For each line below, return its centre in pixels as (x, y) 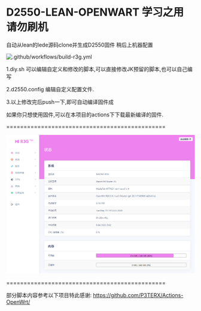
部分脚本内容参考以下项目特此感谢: (49, 295)
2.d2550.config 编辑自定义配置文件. (50, 89)
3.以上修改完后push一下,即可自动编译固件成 (60, 101)
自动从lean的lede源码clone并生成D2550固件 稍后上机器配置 (80, 45)
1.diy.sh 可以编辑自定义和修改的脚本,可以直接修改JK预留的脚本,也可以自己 (97, 69)
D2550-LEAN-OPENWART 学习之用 (95, 12)
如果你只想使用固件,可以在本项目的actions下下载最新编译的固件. (85, 115)
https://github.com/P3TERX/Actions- (138, 295)
